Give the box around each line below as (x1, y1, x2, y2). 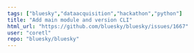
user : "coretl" (7, 29, 52, 36)
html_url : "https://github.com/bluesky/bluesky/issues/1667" (7, 23, 189, 30)
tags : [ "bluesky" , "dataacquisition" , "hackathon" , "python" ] (7, 10, 183, 17)
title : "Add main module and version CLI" (7, 17, 133, 23)
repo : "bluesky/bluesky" (7, 36, 80, 43)
